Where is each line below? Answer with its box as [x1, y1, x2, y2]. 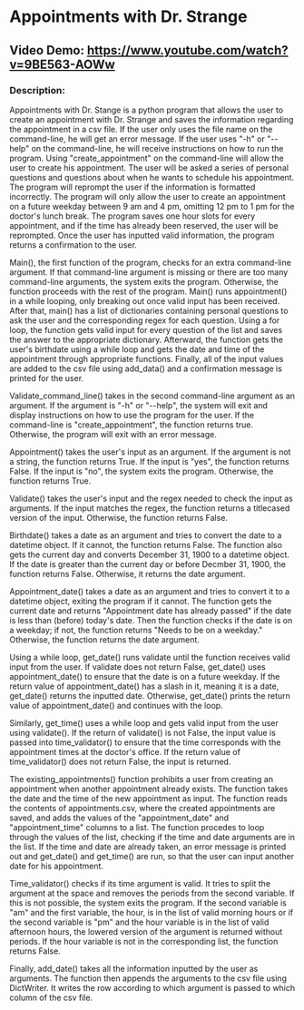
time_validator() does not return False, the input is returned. [9, 756, 231, 767]
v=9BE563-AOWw [9, 56, 115, 72]
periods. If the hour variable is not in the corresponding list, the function [9, 936, 279, 946]
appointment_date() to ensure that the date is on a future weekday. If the [9, 671, 280, 682]
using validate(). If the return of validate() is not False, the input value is [9, 727, 277, 738]
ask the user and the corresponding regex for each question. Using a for [9, 315, 280, 326]
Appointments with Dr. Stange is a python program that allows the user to [9, 104, 284, 115]
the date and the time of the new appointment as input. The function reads [9, 792, 288, 804]
